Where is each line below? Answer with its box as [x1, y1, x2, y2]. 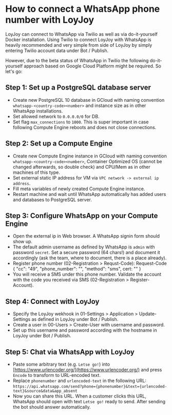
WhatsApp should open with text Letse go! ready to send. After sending [12, 399, 166, 404]
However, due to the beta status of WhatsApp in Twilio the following [5, 57, 149, 63]
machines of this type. [12, 169, 60, 175]
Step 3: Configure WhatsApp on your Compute [5, 211, 158, 220]
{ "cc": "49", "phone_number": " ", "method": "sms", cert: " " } [12, 266, 141, 272]
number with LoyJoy [5, 14, 94, 26]
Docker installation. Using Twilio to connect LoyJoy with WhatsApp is [5, 37, 151, 43]
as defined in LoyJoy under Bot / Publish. [31, 316, 119, 322]
